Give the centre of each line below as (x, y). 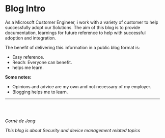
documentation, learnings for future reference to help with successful (75, 33)
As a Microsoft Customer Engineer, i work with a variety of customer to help (82, 22)
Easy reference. (28, 57)
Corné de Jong (20, 121)
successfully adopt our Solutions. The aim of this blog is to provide (73, 27)
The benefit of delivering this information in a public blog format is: (73, 47)
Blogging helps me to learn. (40, 92)
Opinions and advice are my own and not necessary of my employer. (82, 86)
